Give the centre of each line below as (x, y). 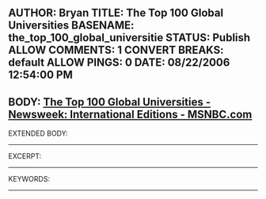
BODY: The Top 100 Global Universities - (110, 102)
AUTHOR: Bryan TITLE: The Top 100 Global (116, 13)
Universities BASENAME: (71, 26)
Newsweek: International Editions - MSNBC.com (130, 114)
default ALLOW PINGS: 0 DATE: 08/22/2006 (119, 63)
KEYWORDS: (29, 179)
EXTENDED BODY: (38, 133)
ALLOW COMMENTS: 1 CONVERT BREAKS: (116, 50)
